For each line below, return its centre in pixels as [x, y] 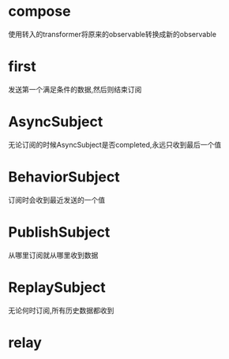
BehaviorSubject [64, 177]
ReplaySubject [57, 287]
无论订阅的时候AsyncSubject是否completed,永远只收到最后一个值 [115, 144]
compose [39, 11]
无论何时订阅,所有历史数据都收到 [61, 310]
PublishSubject [59, 232]
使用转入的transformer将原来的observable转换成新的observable [113, 34]
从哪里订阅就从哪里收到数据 [53, 255]
